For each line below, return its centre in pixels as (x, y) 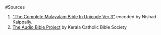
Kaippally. (22, 22)
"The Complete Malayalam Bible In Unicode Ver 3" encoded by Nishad (84, 17)
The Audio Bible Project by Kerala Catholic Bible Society (70, 27)
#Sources (15, 7)
